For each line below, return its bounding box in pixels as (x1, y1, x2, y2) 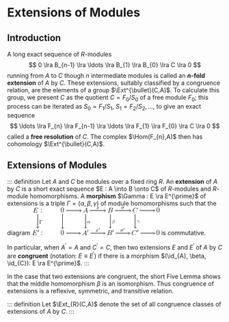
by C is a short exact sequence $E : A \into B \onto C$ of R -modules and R (7, 185, 217, 193)
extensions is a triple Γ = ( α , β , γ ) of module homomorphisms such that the (7, 200, 217, 208)
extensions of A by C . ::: (7, 307, 75, 315)
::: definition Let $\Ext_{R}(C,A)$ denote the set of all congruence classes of (7, 299, 222, 308)
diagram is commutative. (7, 229, 206, 237)
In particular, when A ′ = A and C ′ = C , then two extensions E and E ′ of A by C (7, 242, 223, 252)
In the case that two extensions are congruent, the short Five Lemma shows (7, 272, 221, 280)
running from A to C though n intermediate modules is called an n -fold (7, 72, 206, 79)
